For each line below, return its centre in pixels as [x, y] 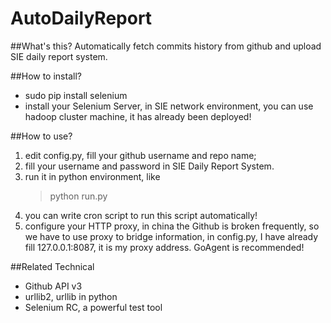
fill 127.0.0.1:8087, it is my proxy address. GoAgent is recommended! [164, 247]
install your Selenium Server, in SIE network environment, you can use [169, 106]
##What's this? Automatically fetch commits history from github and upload [166, 46]
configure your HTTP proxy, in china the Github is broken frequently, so [172, 226]
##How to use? [41, 136]
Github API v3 [53, 286]
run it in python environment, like [92, 176]
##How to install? [46, 76]
